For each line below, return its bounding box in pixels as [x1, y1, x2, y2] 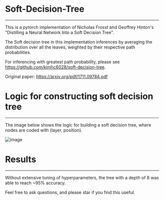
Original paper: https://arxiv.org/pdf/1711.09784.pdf [5, 74, 108, 79]
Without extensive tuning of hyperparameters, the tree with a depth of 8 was [5, 175, 159, 180]
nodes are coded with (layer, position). [5, 127, 82, 133]
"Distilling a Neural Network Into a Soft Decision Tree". [5, 29, 114, 35]
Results [5, 154, 37, 165]
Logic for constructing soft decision [5, 91, 154, 102]
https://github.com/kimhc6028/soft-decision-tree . [5, 64, 106, 70]
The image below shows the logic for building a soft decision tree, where [5, 122, 151, 128]
